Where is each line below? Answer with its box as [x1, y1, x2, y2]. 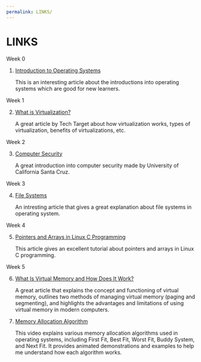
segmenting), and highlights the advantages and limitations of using [14, 299, 184, 306]
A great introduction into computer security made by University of [14, 162, 179, 169]
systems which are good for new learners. [14, 85, 120, 92]
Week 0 [6, 55, 25, 62]
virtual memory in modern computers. [14, 306, 110, 313]
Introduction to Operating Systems [14, 67, 101, 74]
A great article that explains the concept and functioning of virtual [14, 286, 179, 294]
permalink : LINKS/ [6, 8, 53, 15]
